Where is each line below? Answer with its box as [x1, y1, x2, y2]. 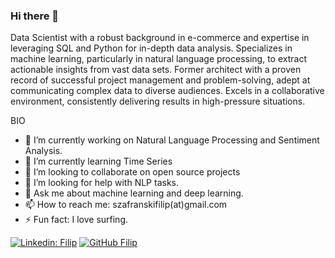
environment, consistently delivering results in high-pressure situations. [10, 95, 306, 108]
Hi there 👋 [10, 9, 60, 23]
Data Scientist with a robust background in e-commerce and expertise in [10, 32, 310, 44]
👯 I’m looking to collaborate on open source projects [24, 166, 241, 178]
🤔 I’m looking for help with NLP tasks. [24, 177, 179, 189]
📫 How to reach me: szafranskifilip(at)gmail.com [24, 199, 228, 211]
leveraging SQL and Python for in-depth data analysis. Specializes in [10, 42, 293, 54]
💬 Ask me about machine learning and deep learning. [24, 187, 244, 199]
